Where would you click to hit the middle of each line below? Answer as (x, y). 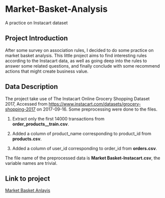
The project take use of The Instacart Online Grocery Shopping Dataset (78, 99)
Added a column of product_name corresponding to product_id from (82, 133)
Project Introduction (36, 38)
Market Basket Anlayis (28, 191)
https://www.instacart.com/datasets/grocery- (95, 104)
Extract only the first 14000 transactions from (58, 119)
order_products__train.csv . (40, 124)
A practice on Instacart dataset (36, 23)
